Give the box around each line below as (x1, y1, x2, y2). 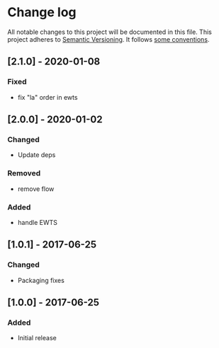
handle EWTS (17, 218, 58, 226)
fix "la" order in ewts (17, 93, 78, 101)
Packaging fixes (17, 276, 65, 284)
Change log (7, 4, 77, 21)
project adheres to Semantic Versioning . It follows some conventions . (7, 35, 210, 43)
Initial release (17, 334, 57, 342)
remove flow (17, 185, 55, 193)
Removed (7, 168, 41, 178)
